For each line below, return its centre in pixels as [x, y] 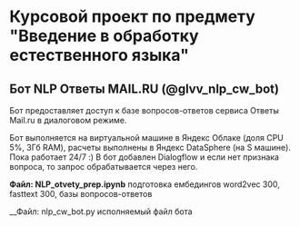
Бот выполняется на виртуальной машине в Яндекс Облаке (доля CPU [146, 138]
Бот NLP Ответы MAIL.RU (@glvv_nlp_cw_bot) [145, 88]
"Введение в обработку [104, 36]
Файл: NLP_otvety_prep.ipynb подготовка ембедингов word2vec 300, [145, 184]
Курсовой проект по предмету [133, 17]
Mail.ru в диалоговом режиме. [68, 120]
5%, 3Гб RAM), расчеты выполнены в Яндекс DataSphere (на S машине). [150, 147]
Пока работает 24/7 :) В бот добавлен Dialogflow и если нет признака [145, 157]
